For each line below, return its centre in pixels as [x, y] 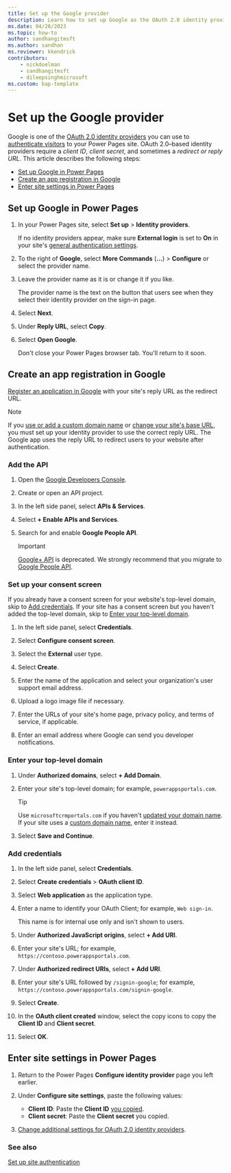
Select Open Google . [47, 340]
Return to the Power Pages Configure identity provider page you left [115, 1075]
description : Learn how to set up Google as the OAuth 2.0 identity [108, 20]
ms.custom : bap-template [43, 84]
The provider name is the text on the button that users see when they [115, 292]
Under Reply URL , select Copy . [62, 326]
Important [32, 546]
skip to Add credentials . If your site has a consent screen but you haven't [111, 607]
